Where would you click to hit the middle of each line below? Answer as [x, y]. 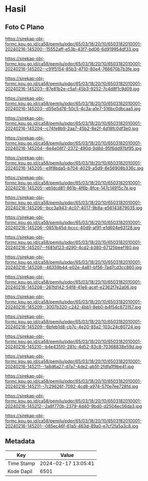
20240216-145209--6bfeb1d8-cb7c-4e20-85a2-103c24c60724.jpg [73, 327]
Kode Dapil [20, 471]
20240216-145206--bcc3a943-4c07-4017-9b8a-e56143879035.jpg [74, 208]
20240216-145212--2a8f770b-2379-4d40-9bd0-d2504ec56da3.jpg [74, 406]
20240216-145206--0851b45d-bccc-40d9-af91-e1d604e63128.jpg [73, 228]
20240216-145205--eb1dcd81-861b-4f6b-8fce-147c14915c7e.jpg [71, 188]
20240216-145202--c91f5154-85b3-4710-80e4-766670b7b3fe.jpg [72, 69]
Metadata [20, 441]
